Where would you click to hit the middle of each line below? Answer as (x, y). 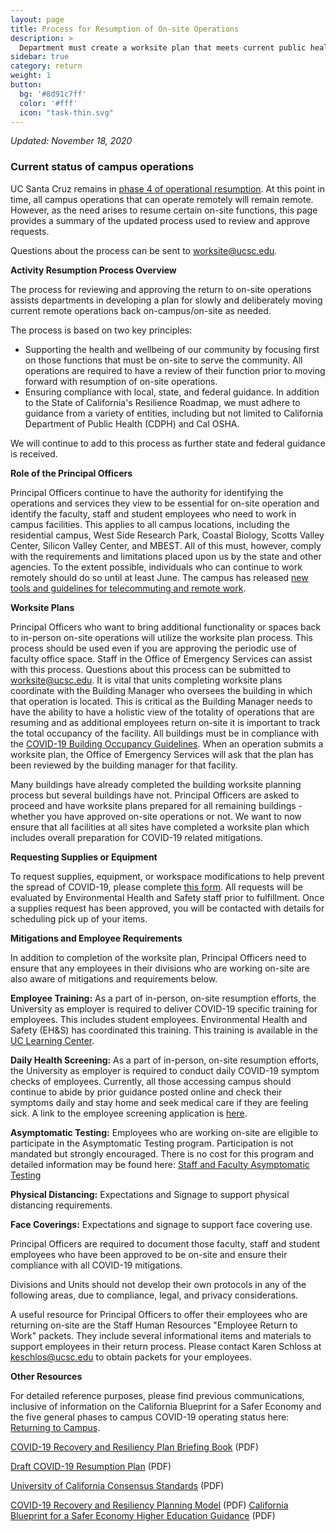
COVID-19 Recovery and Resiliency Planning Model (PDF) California (149, 1505)
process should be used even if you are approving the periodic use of (154, 648)
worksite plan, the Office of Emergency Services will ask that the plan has (162, 754)
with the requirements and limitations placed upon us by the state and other (166, 556)
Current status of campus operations (102, 167)
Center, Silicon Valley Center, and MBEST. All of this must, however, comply (166, 545)
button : (26, 85)
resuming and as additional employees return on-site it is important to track (165, 722)
